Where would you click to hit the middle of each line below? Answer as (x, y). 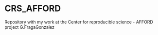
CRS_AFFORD (33, 9)
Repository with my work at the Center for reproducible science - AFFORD (79, 22)
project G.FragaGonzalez (29, 27)
